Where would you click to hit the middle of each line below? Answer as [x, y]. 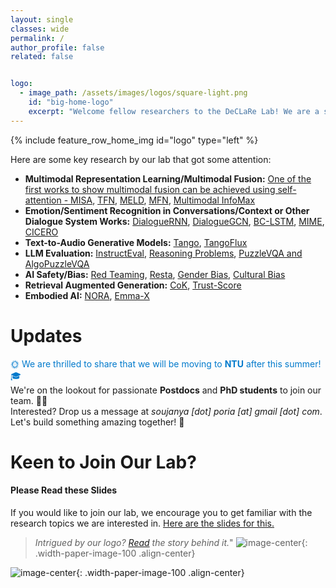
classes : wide [40, 29]
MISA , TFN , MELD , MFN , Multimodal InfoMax [163, 200]
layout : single [42, 19]
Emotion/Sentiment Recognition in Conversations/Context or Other [167, 210]
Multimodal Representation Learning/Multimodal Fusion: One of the [168, 178]
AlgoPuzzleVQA [57, 263]
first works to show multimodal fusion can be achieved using [150, 189]
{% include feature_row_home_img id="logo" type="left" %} [134, 140]
